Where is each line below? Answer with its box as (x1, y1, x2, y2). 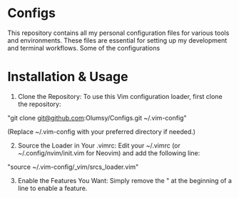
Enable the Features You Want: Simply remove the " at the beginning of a (17, 176, 232, 184)
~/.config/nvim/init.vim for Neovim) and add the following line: (17, 148, 200, 157)
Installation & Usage (7, 69, 128, 85)
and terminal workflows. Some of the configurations (7, 43, 161, 52)
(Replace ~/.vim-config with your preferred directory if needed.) (7, 127, 196, 136)
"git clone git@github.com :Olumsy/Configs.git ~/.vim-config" (7, 113, 187, 122)
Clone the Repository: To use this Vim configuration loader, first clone (17, 92, 223, 100)
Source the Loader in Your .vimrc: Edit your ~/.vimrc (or (17, 141, 180, 150)
